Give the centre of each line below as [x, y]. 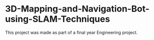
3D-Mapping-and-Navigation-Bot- [77, 9]
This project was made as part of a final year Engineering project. [71, 32]
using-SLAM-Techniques [58, 19]
